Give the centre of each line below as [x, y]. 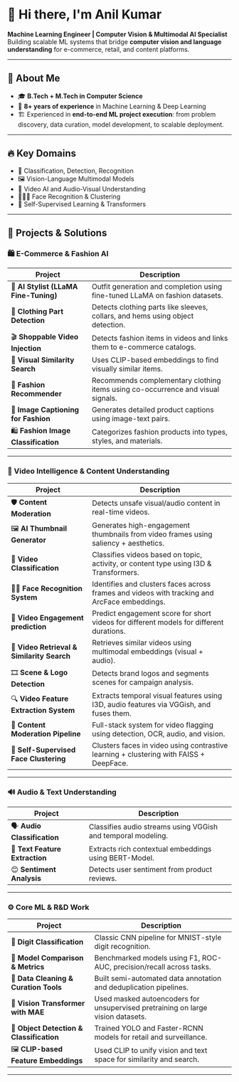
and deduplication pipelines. [141, 987]
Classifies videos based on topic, [147, 554]
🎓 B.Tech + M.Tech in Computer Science [80, 96]
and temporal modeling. [128, 836]
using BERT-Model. [121, 858]
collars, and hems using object [143, 316]
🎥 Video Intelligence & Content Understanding [89, 471]
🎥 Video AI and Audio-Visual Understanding [81, 189]
